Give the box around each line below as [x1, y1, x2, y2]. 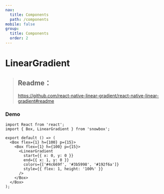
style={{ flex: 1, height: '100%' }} [23, 167, 103, 172]
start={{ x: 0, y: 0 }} [23, 153, 74, 159]
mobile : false [5, 21, 36, 27]
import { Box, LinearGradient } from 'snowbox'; [5, 127, 110, 132]
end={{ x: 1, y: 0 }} [23, 158, 70, 163]
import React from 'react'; [5, 122, 65, 127]
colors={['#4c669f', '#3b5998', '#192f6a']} [23, 162, 119, 167]
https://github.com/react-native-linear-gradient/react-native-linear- [17, 92, 159, 99]
